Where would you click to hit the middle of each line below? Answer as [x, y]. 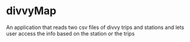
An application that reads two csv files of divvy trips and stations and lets [95, 27]
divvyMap [31, 11]
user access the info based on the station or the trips [71, 33]
